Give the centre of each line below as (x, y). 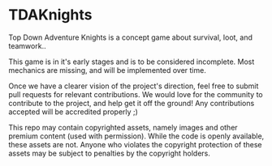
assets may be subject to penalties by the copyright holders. (110, 153)
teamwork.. (27, 45)
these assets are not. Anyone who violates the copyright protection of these (135, 144)
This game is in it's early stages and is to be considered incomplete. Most (132, 62)
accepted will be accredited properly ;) (73, 112)
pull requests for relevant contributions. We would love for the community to (136, 94)
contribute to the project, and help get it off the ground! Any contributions (132, 103)
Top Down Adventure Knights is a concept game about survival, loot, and (131, 37)
